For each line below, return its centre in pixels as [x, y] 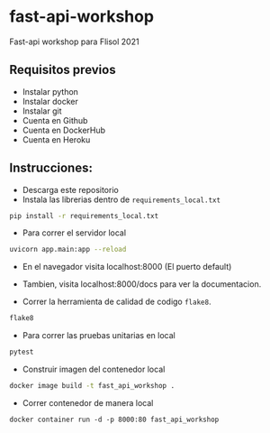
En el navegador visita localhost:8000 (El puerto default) [127, 267]
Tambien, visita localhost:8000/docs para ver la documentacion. [142, 284]
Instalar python [50, 91]
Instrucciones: [51, 168]
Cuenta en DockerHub [64, 130]
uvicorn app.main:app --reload [68, 250]
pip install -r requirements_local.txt [84, 216]
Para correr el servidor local [74, 233]
